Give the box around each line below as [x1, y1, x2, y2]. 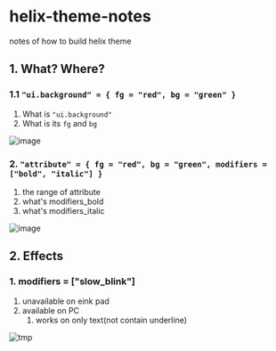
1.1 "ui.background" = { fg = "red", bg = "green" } [9, 88, 237, 101]
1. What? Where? [9, 61, 105, 77]
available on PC [21, 305, 80, 315]
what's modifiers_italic [21, 205, 105, 216]
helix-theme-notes [9, 6, 151, 27]
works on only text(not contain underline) [35, 314, 188, 325]
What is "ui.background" [21, 109, 113, 119]
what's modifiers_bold [21, 196, 104, 207]
